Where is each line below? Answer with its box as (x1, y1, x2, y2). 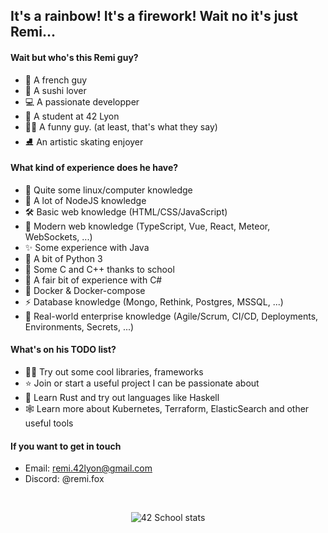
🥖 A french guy (24, 74, 88, 86)
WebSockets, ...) (24, 230, 93, 243)
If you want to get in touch (10, 440, 122, 452)
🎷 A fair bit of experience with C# (24, 274, 163, 286)
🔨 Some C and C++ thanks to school (24, 263, 175, 275)
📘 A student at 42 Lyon (24, 110, 120, 122)
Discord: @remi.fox (24, 473, 105, 485)
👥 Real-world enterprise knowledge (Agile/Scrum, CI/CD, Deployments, (24, 310, 319, 322)
